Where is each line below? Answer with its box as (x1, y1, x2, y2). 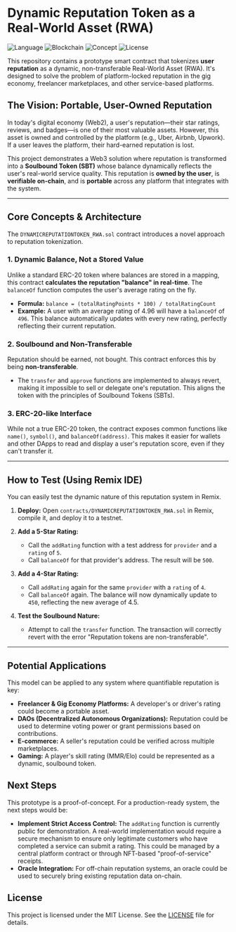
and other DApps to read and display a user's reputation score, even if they (7, 439, 225, 448)
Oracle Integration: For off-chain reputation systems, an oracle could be (17, 864, 228, 872)
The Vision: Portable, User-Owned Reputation (7, 100, 213, 112)
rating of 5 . (27, 548, 62, 557)
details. (7, 918, 29, 926)
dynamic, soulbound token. (17, 759, 97, 768)
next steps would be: (7, 805, 68, 814)
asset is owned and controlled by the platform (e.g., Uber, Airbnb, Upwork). (7, 133, 225, 141)
